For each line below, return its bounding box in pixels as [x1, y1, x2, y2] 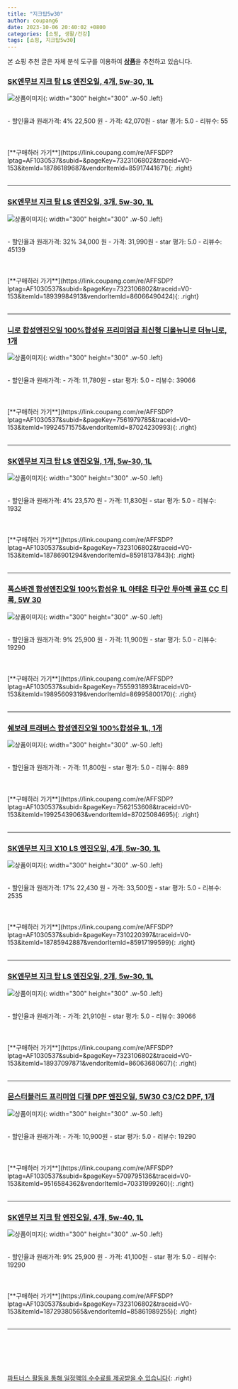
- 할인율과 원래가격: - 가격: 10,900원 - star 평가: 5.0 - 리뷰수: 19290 [7, 1132, 196, 1140]
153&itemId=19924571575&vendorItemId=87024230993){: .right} [7, 423, 197, 432]
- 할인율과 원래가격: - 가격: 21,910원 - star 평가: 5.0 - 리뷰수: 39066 [7, 1012, 196, 1020]
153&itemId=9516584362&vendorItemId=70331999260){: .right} [7, 1179, 195, 1187]
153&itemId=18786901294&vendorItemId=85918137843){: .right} [7, 551, 195, 560]
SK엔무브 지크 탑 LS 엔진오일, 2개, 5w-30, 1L [7, 971, 154, 981]
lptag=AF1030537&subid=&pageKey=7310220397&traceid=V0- [7, 931, 191, 939]
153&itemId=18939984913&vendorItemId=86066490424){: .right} [7, 292, 200, 301]
